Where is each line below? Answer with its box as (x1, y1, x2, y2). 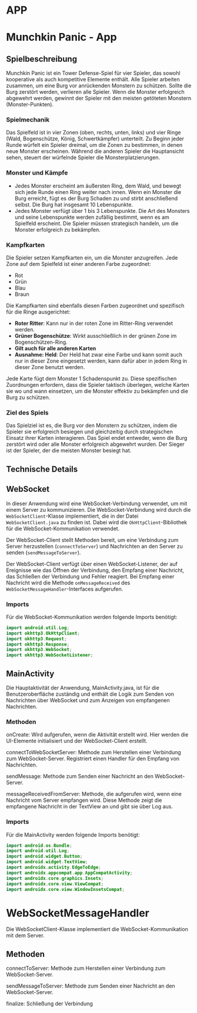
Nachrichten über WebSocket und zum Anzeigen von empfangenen (6, 696, 171, 703)
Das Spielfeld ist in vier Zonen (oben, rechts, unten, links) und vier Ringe (6, 129, 181, 136)
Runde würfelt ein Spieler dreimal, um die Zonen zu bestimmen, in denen (6, 142, 183, 149)
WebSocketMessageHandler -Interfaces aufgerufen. (6, 585, 123, 593)
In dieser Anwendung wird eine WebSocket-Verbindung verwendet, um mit (6, 499, 188, 507)
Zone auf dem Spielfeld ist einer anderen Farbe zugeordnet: (6, 261, 151, 268)
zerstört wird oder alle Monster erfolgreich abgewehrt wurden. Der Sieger (6, 440, 185, 448)
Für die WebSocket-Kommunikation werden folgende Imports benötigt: (6, 613, 178, 620)
